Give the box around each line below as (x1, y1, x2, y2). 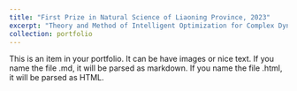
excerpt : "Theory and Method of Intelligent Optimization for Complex (9, 21, 275, 30)
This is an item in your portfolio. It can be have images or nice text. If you (9, 54, 274, 64)
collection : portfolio (9, 29, 93, 38)
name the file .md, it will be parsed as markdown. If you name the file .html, (9, 63, 283, 73)
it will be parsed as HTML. (9, 72, 104, 83)
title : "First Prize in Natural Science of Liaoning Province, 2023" (9, 12, 271, 22)
